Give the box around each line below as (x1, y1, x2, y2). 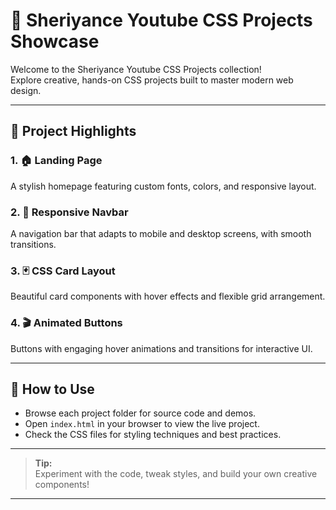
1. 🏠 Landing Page (10, 154, 103, 168)
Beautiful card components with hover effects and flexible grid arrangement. (10, 290, 326, 303)
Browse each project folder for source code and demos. (24, 407, 257, 419)
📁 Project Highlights (10, 123, 137, 140)
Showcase (10, 30, 100, 53)
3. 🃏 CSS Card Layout (10, 264, 116, 278)
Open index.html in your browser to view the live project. (24, 418, 260, 430)
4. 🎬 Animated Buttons (10, 316, 123, 330)
